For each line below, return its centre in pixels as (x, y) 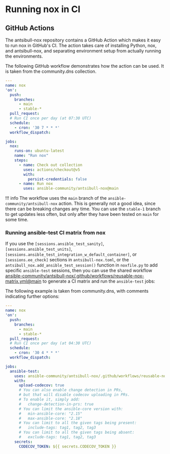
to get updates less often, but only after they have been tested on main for (82, 214)
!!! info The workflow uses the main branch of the (56, 198)
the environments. (24, 56)
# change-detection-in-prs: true (56, 404)
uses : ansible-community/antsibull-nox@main (71, 189)
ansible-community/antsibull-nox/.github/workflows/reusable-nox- (75, 276)
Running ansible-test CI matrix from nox (55, 233)
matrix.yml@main (24, 281)
